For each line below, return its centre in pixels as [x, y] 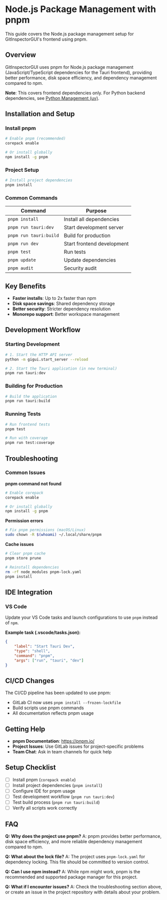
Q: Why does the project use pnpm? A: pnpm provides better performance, [83, 836]
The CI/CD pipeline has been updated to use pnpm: [58, 693]
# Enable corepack [24, 493]
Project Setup [22, 170]
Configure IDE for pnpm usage [44, 791]
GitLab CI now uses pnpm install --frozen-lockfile [67, 703]
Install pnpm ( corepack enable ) [44, 779]
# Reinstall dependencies [32, 567]
